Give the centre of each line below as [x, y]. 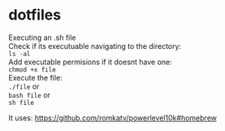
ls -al [19, 54]
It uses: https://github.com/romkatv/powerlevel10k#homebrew [112, 118]
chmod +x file [32, 70]
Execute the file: [35, 77]
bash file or [30, 94]
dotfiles [35, 15]
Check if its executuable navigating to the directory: [95, 46]
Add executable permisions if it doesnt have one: [90, 62]
